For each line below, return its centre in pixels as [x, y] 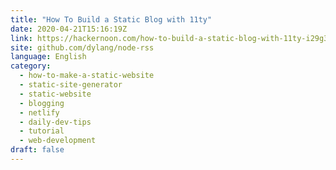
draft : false [37, 150]
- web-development [58, 141]
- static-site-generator [71, 85]
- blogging [42, 103]
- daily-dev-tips [55, 122]
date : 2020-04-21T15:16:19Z [69, 29]
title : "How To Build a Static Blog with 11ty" [111, 19]
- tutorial [42, 131]
